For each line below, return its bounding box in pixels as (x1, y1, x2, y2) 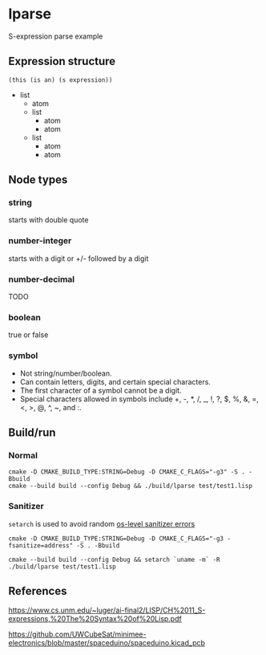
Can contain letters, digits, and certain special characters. (19, 376, 211, 386)
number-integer (8, 235, 72, 246)
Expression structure (8, 55, 116, 68)
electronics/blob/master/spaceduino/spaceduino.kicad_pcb (8, 638, 206, 648)
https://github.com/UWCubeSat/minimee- (8, 629, 147, 639)
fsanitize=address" (8, 541, 74, 550)
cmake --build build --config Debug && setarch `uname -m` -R (8, 555, 220, 563)
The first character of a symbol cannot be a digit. (19, 385, 182, 395)
